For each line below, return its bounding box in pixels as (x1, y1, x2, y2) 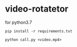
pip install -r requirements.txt (5, 29, 73, 33)
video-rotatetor (5, 3, 69, 15)
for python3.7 (5, 19, 32, 25)
